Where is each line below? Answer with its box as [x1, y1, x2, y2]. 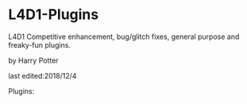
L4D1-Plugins [8, 6, 99, 24]
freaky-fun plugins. [8, 40, 71, 49]
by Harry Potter [8, 56, 59, 65]
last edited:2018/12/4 [8, 71, 77, 80]
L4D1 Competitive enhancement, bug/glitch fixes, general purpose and [8, 32, 240, 41]
